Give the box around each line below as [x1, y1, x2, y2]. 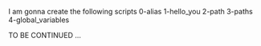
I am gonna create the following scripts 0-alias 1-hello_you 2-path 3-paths [8, 7, 253, 16]
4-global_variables [8, 15, 70, 25]
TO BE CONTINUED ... [8, 31, 82, 40]
